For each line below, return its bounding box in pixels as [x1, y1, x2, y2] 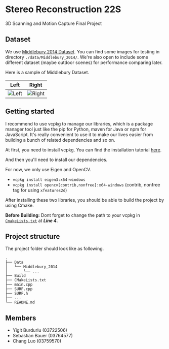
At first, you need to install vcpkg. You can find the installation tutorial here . [5, 146, 162, 153]
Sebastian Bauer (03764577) [12, 333, 73, 339]
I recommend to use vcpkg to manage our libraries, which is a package [5, 120, 153, 126]
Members [5, 313, 36, 322]
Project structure [5, 232, 60, 241]
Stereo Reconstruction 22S [5, 4, 121, 15]
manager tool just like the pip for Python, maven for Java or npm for [5, 126, 147, 132]
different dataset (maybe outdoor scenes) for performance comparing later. [5, 59, 163, 66]
